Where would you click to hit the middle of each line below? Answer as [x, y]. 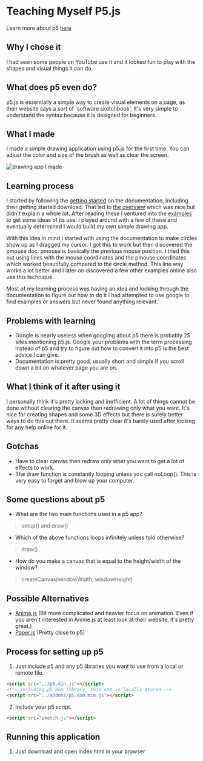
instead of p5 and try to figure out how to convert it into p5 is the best [102, 348]
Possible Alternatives [48, 598]
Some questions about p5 [56, 500]
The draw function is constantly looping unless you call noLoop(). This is [106, 474]
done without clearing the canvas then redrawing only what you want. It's [98, 408]
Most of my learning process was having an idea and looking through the [98, 289]
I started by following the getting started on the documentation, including [98, 201]
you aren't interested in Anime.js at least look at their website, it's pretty [105, 620]
